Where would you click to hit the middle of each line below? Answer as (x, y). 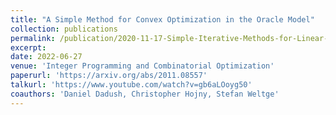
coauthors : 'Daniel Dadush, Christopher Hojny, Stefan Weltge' (145, 94)
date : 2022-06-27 (46, 57)
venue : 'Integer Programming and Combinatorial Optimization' (142, 66)
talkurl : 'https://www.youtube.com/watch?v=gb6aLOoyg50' (131, 85)
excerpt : (28, 47)
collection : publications (64, 29)
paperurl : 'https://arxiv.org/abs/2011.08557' (109, 76)
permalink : (33, 38)
